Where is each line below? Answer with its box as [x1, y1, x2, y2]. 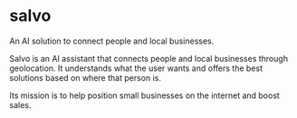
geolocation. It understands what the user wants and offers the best [9, 63, 263, 74]
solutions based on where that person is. [9, 72, 161, 83]
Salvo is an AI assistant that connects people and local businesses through [9, 53, 288, 64]
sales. [9, 99, 32, 110]
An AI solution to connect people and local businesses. [9, 35, 215, 46]
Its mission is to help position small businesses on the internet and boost [9, 90, 281, 101]
